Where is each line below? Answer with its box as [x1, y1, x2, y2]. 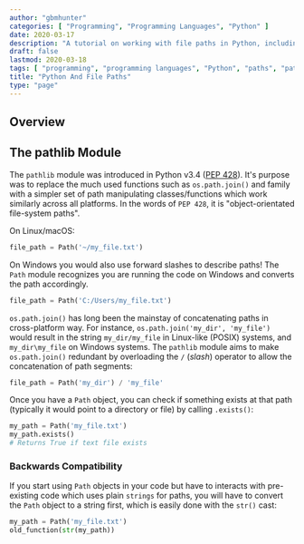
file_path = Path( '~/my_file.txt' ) [9, 242, 144, 252]
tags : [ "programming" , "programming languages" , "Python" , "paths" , [9, 64, 278, 73]
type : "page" [9, 81, 59, 90]
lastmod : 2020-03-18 [9, 55, 88, 64]
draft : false [9, 47, 59, 56]
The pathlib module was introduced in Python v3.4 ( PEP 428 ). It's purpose [9, 169, 290, 180]
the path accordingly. [9, 278, 89, 289]
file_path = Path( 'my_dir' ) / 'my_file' [9, 378, 165, 387]
